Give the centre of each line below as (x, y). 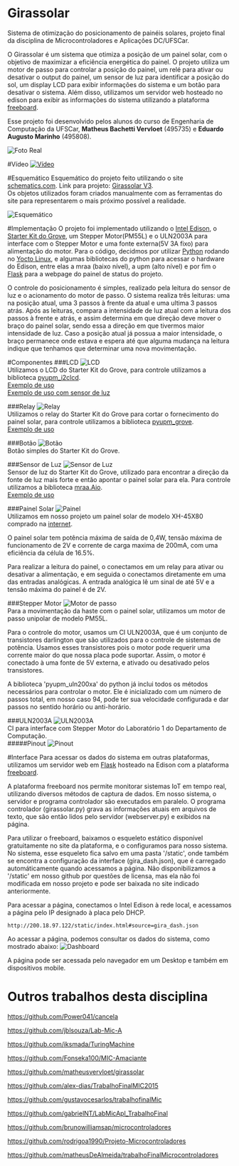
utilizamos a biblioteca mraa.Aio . (55, 487)
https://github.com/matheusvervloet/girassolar (76, 1072)
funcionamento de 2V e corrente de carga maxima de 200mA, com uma (113, 545)
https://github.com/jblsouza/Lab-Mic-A (65, 1030)
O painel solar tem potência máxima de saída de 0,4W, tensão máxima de (115, 538)
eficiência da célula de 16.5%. (51, 553)
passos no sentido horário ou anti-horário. (69, 707)
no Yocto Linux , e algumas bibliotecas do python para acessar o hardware (116, 258)
